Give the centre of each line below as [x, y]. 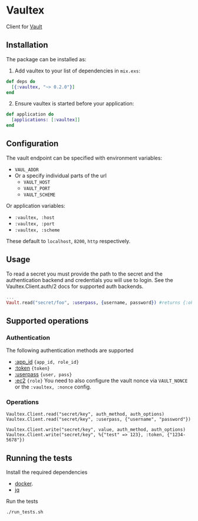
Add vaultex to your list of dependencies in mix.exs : [77, 71]
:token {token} [32, 368]
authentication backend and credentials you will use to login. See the [90, 280]
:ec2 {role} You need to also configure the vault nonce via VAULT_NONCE [101, 381]
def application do [30, 115]
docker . [24, 484]
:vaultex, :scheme [37, 230]
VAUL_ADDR [27, 170]
